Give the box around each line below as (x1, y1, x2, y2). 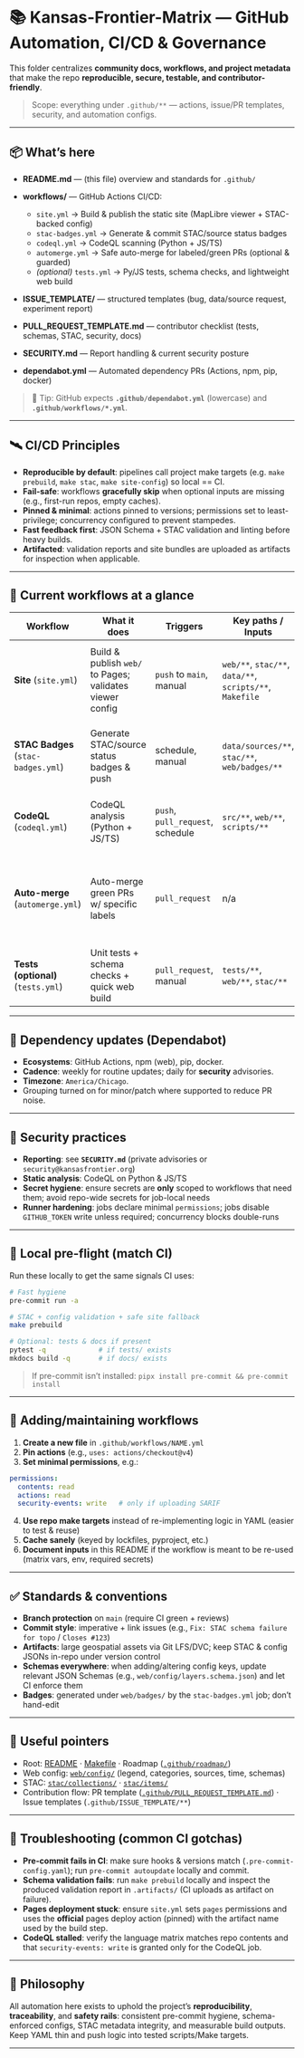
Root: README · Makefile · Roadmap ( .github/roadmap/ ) (22, 1757, 232, 1768)
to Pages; (90, 668, 130, 681)
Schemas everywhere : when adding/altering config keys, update (22, 1661, 267, 1671)
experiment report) (22, 302, 93, 313)
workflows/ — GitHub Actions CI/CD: (22, 191, 163, 202)
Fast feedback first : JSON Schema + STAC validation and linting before (22, 524, 290, 535)
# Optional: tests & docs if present (9, 1337, 152, 1346)
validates (90, 680, 129, 693)
